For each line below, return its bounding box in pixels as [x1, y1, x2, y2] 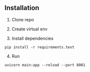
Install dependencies [11, 35, 54, 41]
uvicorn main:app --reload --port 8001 [4, 62, 86, 67]
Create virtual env [11, 26, 48, 32]
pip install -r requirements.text [4, 44, 75, 50]
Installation [4, 4, 39, 12]
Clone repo [11, 16, 35, 22]
